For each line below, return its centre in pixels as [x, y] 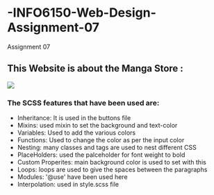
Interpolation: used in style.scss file [68, 185]
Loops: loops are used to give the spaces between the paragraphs [112, 170]
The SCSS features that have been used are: [83, 103]
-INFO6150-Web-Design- [82, 13]
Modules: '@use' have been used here [72, 177]
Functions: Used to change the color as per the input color [101, 140]
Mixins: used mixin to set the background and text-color [97, 126]
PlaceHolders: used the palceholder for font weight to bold [101, 155]
